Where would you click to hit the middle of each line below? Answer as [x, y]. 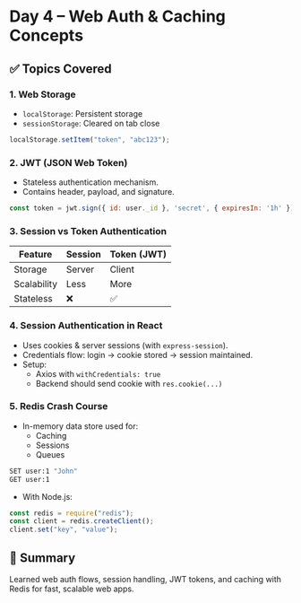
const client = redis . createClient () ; [82, 521]
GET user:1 [30, 479]
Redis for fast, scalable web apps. [72, 589]
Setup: [34, 364]
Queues [50, 454]
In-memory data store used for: [80, 426]
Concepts [46, 35]
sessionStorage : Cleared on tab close [91, 123]
